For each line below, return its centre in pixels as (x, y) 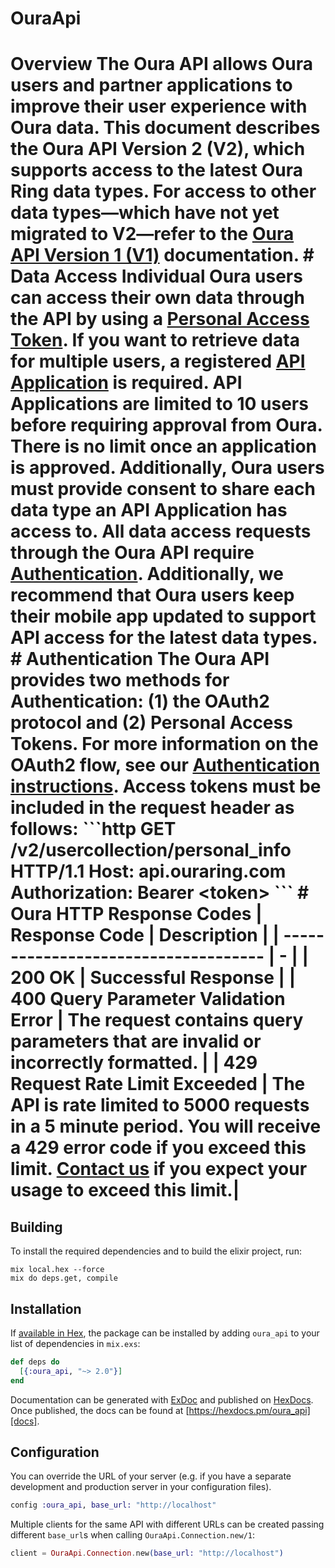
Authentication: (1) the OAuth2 (140, 701)
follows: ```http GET (93, 829)
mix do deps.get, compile (64, 1278)
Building (36, 1227)
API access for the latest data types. (164, 638)
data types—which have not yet (145, 213)
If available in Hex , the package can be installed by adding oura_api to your (165, 1333)
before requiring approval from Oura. (166, 425)
